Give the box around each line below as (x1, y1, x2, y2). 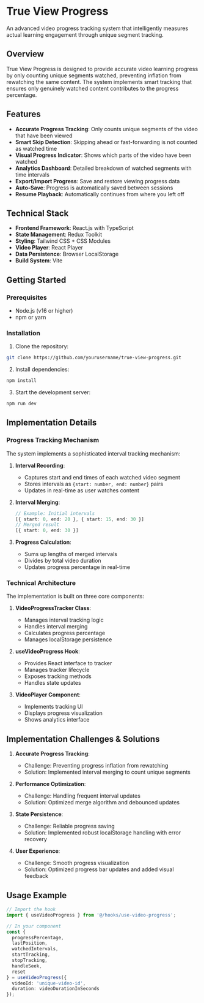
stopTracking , (12, 958, 48, 964)
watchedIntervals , (12, 946, 59, 952)
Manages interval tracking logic (24, 616, 104, 624)
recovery (24, 836, 48, 843)
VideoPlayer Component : (15, 691, 81, 698)
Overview (6, 49, 45, 59)
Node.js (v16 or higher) (15, 307, 73, 315)
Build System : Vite (15, 257, 63, 264)
